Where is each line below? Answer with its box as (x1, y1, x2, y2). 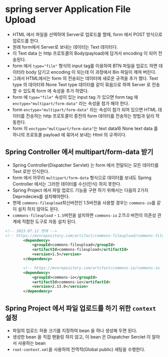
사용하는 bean (17, 340, 46, 346)
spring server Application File (5, 4, 131, 15)
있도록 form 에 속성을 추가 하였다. (23, 88, 89, 94)
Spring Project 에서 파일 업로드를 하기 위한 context (5, 304, 156, 312)
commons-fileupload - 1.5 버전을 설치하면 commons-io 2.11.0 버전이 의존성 (12, 212, 156, 218)
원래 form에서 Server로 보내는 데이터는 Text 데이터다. (12, 44, 118, 50)
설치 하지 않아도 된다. (17, 206, 59, 212)
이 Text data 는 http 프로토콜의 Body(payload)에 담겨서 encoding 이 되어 (12, 50, 157, 56)
